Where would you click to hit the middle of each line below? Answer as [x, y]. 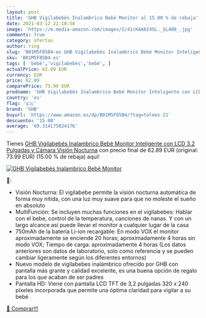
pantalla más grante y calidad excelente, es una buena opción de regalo [106, 271]
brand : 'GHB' [23, 109]
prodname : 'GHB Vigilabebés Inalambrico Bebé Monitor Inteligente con [98, 92]
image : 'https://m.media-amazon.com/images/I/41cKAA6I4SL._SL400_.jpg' [100, 29]
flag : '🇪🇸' [21, 103]
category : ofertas [30, 41]
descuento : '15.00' [31, 120]
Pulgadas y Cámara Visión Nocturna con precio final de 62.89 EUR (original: [102, 150]
